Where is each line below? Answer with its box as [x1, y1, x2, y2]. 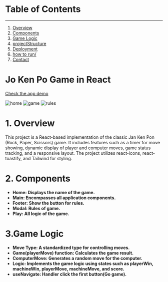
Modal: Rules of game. [12, 205, 60, 211]
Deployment [12, 46, 38, 52]
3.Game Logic [5, 228, 64, 239]
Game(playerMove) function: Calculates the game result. [12, 250, 134, 256]
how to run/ [12, 51, 36, 57]
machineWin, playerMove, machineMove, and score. [12, 266, 124, 272]
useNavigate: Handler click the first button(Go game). [12, 271, 126, 277]
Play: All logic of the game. [12, 211, 69, 217]
